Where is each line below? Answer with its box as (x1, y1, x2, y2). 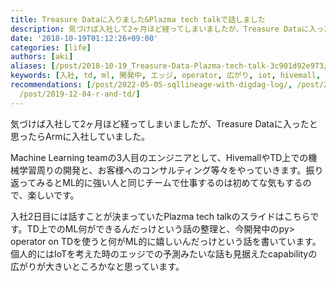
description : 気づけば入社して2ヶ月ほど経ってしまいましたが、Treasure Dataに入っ (10, 24, 325, 34)
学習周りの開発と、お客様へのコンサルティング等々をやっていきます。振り (18, 164, 324, 176)
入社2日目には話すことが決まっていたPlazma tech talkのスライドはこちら (10, 210, 311, 222)
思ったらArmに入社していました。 (10, 130, 150, 142)
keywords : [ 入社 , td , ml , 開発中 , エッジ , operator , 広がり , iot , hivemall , (10, 71, 322, 81)
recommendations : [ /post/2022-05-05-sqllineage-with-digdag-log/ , (10, 80, 293, 90)
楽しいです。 (27, 189, 80, 201)
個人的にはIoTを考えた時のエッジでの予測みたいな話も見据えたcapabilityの (10, 247, 318, 260)
